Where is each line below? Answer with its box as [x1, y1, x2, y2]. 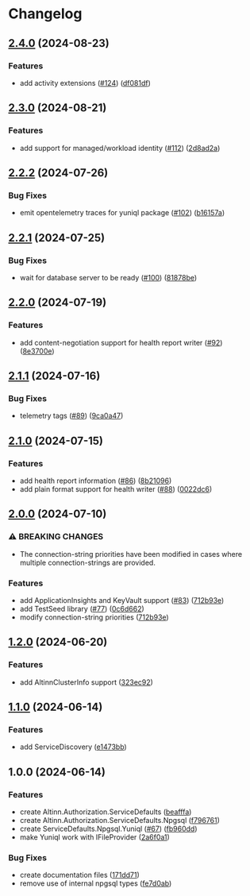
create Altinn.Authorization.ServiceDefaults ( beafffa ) [19, 807, 192, 817]
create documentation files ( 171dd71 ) [19, 871, 140, 880]
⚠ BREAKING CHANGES [8, 531, 104, 543]
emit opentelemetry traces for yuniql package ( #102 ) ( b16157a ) [19, 208, 225, 218]
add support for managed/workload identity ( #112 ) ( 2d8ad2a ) [19, 143, 221, 153]
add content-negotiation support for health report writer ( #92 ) [19, 338, 223, 347]
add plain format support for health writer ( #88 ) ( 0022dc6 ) [19, 485, 213, 493]
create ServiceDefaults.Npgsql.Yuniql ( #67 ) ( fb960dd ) [19, 824, 198, 834]
